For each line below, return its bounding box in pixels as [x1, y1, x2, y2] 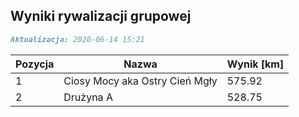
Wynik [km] [226, 57, 285, 71]
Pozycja [15, 57, 55, 71]
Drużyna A [63, 90, 113, 104]
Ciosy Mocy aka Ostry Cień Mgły [63, 74, 218, 88]
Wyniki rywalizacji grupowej [10, 8, 192, 25]
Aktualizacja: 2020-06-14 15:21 [10, 34, 145, 44]
